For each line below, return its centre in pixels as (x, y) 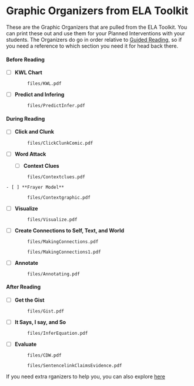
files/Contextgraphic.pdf (59, 197)
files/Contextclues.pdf (56, 177)
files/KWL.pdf (44, 84)
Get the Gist (29, 300)
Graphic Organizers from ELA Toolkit (97, 11)
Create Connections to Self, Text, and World (69, 230)
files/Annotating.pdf (54, 274)
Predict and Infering (39, 95)
